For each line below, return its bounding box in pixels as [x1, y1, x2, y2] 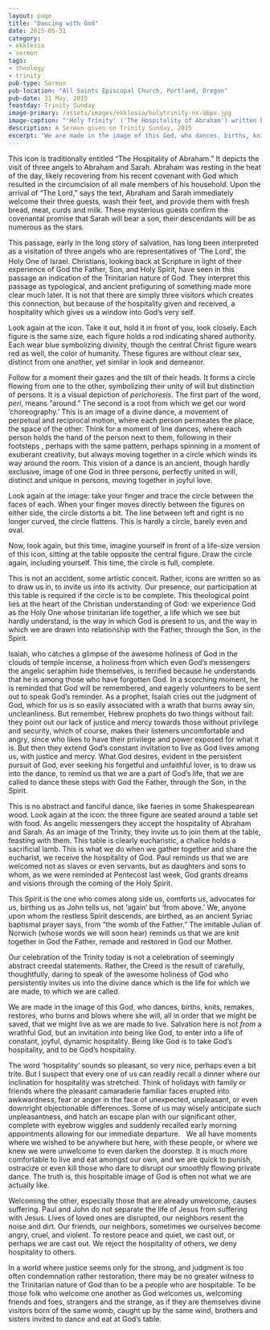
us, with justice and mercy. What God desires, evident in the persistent [8, 752, 243, 762]
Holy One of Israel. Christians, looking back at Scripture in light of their [8, 256, 243, 266]
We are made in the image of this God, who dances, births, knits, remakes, [8, 1002, 255, 1012]
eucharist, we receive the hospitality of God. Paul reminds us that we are [8, 853, 249, 862]
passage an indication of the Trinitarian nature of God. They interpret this [8, 273, 251, 283]
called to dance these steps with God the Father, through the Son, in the [8, 778, 247, 787]
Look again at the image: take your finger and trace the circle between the [8, 491, 254, 501]
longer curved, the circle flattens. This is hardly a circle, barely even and [8, 517, 247, 527]
